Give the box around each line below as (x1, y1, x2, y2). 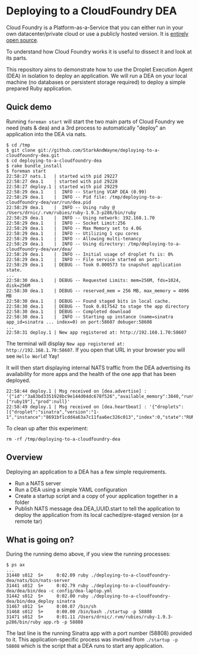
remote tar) (14, 518, 43, 525)
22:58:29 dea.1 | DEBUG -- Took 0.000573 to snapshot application (6, 262, 182, 268)
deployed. (6, 377, 31, 384)
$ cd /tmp (6, 142, 31, 148)
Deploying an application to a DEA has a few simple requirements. (6, 468, 167, 475)
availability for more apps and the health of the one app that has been (6, 370, 176, 377)
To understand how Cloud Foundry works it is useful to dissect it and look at (6, 48, 192, 55)
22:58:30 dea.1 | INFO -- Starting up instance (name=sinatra (6, 314, 174, 319)
